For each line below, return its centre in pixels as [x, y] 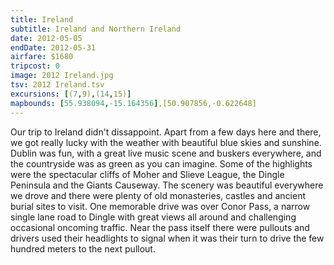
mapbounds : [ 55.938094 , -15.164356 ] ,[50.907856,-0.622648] [133, 103]
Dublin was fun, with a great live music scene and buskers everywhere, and [166, 153]
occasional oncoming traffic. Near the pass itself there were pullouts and [160, 227]
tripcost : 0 [35, 66]
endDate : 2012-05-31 [53, 47]
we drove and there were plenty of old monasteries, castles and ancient [158, 195]
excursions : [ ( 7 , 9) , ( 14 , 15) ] [71, 94]
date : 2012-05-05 [46, 38]
